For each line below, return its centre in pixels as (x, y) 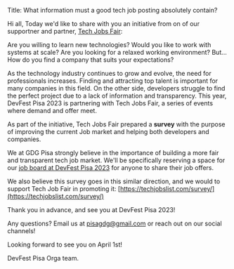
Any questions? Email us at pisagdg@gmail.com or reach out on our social (115, 223)
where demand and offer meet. (52, 111)
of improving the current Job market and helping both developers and (108, 132)
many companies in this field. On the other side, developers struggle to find (116, 88)
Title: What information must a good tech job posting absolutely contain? (112, 10)
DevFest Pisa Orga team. (43, 258)
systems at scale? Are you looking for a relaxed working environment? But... (117, 52)
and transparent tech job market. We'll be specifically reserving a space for (116, 160)
